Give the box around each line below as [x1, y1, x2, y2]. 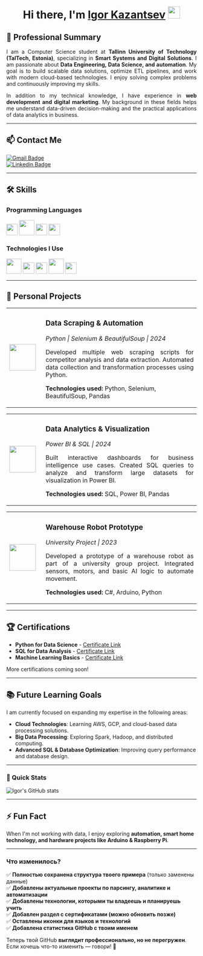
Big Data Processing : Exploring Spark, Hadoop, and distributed [14, 733, 173, 741]
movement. [45, 575, 77, 583]
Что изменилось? [6, 857, 62, 866]
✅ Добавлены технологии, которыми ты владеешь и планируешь [6, 897, 181, 905]
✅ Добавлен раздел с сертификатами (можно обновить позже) [6, 911, 176, 918]
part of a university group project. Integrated [45, 560, 194, 568]
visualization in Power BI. [45, 476, 117, 485]
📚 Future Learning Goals [6, 690, 102, 700]
